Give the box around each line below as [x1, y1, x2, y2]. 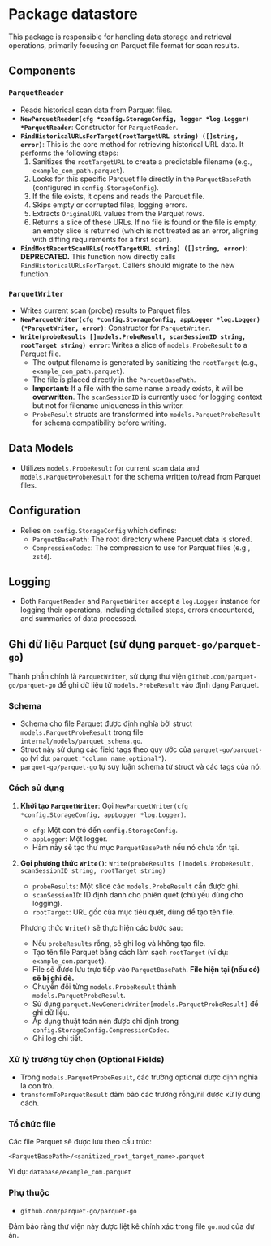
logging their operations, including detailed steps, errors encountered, [19, 605, 255, 614]
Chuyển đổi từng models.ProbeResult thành [32, 981, 177, 992]
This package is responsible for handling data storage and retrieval [8, 32, 233, 41]
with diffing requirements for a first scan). [32, 234, 172, 244]
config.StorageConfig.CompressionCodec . [32, 1025, 170, 1035]
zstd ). [32, 551, 53, 561]
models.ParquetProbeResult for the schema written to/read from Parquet [19, 471, 261, 481]
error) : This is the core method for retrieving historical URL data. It [19, 139, 244, 149]
